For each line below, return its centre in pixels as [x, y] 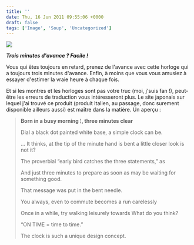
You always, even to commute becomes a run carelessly [89, 202]
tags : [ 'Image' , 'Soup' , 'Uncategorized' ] [59, 28]
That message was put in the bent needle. [71, 190]
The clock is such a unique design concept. [73, 236]
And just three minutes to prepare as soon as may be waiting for [98, 173]
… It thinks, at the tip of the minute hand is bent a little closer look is [102, 144]
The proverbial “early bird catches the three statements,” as [93, 162]
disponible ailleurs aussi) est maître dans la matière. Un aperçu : [83, 110]
